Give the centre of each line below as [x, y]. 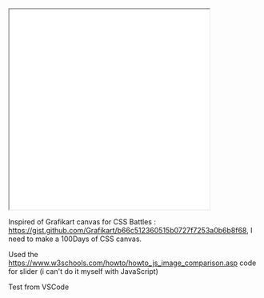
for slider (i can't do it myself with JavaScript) [83, 271]
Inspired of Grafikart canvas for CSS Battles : [82, 222]
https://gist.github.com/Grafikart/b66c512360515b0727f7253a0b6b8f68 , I [130, 230]
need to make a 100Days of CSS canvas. [75, 239]
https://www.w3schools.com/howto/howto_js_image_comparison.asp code [132, 263]
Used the [23, 254]
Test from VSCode [39, 287]
